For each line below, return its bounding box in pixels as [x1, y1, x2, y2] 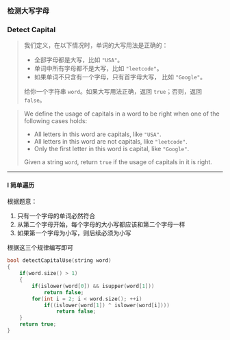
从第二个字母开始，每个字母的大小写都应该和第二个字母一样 [16, 220, 186, 228]
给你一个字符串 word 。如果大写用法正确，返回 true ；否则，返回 [23, 88, 202, 96]
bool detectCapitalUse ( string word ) [7, 257, 112, 264]
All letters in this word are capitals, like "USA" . [34, 130, 162, 138]
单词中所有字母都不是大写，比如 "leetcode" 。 [34, 64, 163, 73]
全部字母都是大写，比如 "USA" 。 [34, 56, 124, 64]
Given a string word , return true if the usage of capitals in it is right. [23, 158, 212, 166]
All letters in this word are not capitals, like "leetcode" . [34, 138, 188, 146]
